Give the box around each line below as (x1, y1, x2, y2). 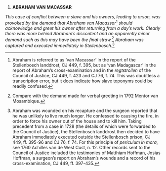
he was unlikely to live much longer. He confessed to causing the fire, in (12, 113, 159, 118)
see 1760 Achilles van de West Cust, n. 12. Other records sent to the (12, 144, 151, 150)
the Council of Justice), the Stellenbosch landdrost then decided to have (12, 128, 160, 134)
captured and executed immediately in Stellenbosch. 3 (5, 42, 115, 49)
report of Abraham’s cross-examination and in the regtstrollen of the (12, 67, 151, 73)
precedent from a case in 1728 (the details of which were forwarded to (12, 123, 156, 129)
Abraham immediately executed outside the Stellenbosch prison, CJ (12, 134, 151, 140)
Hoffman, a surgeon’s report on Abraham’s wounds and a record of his (12, 155, 156, 161)
